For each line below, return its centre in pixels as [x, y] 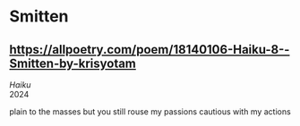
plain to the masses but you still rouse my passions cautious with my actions [150, 112]
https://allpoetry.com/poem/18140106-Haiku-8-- [150, 50]
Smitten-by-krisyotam [73, 63]
